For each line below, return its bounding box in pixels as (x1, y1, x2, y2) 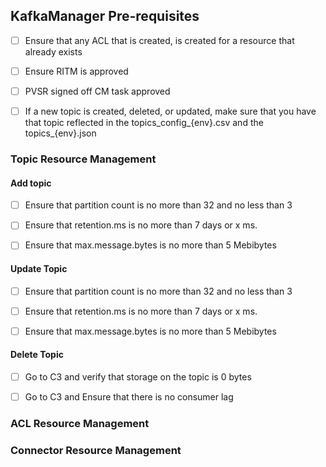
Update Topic (10, 262, 68, 274)
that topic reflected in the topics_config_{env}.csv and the (24, 117, 264, 129)
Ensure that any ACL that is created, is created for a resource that (24, 34, 295, 46)
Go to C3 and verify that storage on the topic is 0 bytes (24, 370, 252, 383)
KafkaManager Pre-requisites (10, 8, 200, 25)
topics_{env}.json (24, 127, 97, 139)
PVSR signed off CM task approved (24, 85, 171, 97)
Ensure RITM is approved (24, 65, 129, 77)
